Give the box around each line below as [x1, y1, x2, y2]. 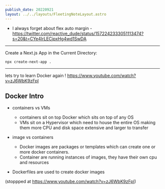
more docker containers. [19, 149, 70, 155]
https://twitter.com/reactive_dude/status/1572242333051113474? [12, 30, 144, 36]
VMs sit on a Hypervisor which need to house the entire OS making [19, 120, 156, 126]
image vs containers [12, 135, 54, 140]
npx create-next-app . [5, 59, 52, 64]
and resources [19, 160, 49, 165]
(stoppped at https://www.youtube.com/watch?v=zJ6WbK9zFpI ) [5, 179, 137, 185]
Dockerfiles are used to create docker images [12, 169, 105, 175]
